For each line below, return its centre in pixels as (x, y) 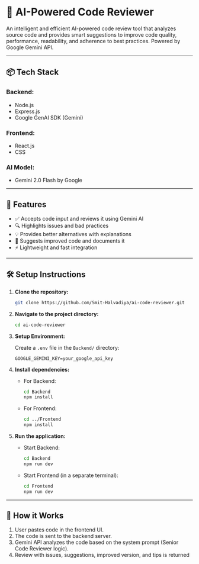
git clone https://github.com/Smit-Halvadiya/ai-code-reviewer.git (99, 302)
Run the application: (40, 436)
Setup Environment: (40, 336)
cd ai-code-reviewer (40, 325)
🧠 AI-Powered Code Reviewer (80, 12)
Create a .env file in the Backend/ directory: (67, 347)
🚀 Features (26, 204)
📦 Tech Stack (33, 72)
